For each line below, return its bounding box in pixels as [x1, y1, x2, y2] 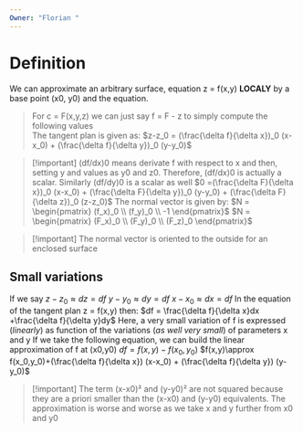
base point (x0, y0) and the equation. [9, 92, 149, 103]
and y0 [31, 412, 59, 423]
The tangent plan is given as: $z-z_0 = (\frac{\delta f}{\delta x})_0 [31, 130, 280, 141]
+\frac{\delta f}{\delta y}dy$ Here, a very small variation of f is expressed [9, 315, 286, 326]
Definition [9, 52, 87, 73]
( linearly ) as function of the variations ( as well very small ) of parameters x [9, 325, 288, 336]
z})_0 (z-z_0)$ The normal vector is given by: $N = [58, 195, 250, 206]
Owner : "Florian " [9, 13, 79, 23]
